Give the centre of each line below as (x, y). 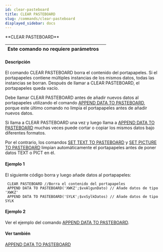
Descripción (18, 62)
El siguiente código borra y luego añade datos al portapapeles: (68, 175)
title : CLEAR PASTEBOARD (30, 14)
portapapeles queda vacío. (32, 88)
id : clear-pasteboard (27, 10)
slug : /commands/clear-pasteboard (40, 19)
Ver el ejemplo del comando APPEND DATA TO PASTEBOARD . (67, 222)
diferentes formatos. (26, 133)
